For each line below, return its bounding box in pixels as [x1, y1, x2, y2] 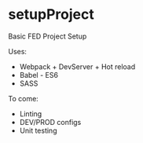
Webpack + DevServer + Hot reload [19, 61, 136, 71]
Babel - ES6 [19, 70, 59, 79]
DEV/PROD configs [19, 117, 82, 126]
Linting [19, 108, 42, 119]
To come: [8, 93, 39, 103]
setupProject [8, 5, 94, 24]
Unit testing [19, 126, 57, 135]
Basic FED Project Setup [8, 31, 87, 41]
